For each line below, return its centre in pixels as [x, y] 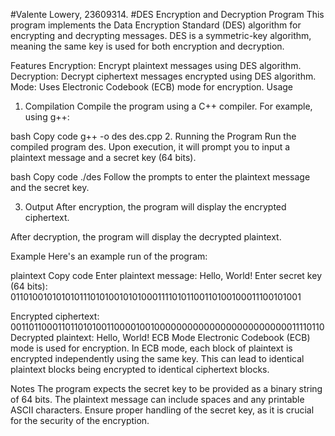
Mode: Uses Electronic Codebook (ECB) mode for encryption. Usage [151, 87]
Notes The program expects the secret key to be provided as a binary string [166, 388]
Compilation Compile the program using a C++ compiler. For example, [168, 106]
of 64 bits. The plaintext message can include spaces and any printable [157, 399]
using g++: [47, 117]
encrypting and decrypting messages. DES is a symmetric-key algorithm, [161, 35]
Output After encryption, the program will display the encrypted [155, 207]
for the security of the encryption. [80, 420]
